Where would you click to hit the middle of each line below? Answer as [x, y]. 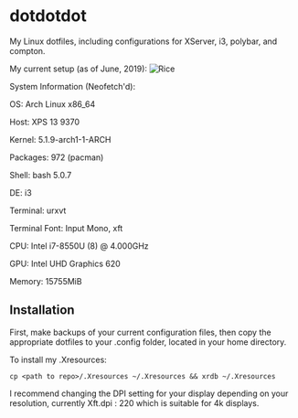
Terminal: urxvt [38, 210]
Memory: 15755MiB [46, 281]
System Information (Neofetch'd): [73, 86]
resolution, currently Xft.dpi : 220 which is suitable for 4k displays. [134, 402]
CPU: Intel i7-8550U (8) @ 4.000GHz [79, 246]
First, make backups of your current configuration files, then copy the [140, 332]
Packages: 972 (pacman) [57, 157]
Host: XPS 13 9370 [45, 122]
